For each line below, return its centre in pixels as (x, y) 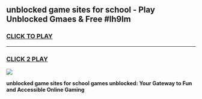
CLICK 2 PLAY (27, 59)
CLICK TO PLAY (29, 37)
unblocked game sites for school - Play (81, 10)
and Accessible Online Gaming (45, 89)
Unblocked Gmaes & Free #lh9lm (69, 19)
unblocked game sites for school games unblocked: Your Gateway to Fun (99, 83)
